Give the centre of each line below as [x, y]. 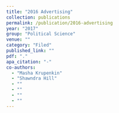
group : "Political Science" [41, 34]
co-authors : [21, 67]
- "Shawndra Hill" [35, 78]
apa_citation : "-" [29, 62]
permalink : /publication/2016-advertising [59, 23]
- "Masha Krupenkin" [37, 73]
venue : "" [18, 39]
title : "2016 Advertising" [40, 12]
